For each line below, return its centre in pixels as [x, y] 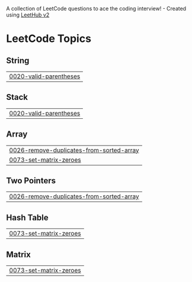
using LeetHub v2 [28, 15]
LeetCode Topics [49, 39]
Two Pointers [31, 181]
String [18, 61]
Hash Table [27, 217]
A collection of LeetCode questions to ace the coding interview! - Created [96, 9]
